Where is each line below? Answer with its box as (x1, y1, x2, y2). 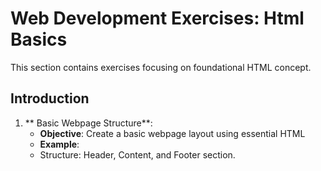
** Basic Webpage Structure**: (24, 117, 153, 129)
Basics (10, 28, 68, 51)
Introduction (10, 90, 90, 107)
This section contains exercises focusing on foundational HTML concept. (10, 61, 312, 73)
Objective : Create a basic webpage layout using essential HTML (39, 127, 306, 139)
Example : (39, 138, 80, 150)
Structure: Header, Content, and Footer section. (39, 148, 236, 161)
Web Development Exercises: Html (10, 7, 305, 30)
